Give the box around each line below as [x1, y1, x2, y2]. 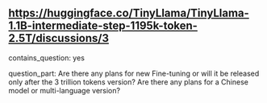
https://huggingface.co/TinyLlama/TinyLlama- [8, 6, 250, 20]
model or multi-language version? [8, 85, 121, 95]
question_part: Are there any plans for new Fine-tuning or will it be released [8, 68, 260, 78]
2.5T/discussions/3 [8, 31, 110, 45]
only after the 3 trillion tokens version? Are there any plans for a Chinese [8, 76, 248, 87]
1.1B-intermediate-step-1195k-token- [8, 19, 198, 33]
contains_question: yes [8, 52, 85, 63]
